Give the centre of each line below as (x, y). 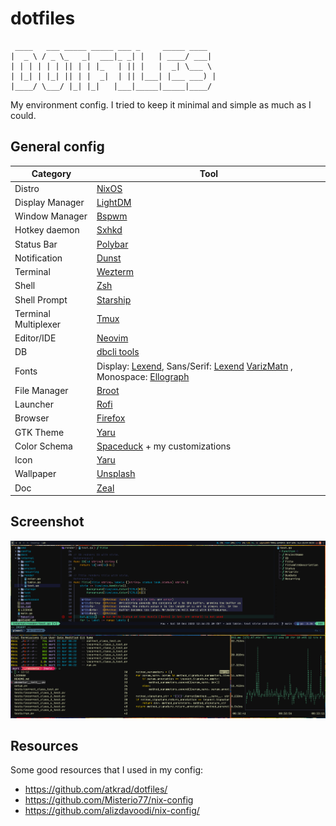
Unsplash (116, 474)
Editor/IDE (35, 338)
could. (23, 115)
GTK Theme (39, 432)
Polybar (112, 244)
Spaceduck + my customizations (164, 446)
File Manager (41, 390)
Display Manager (49, 202)
